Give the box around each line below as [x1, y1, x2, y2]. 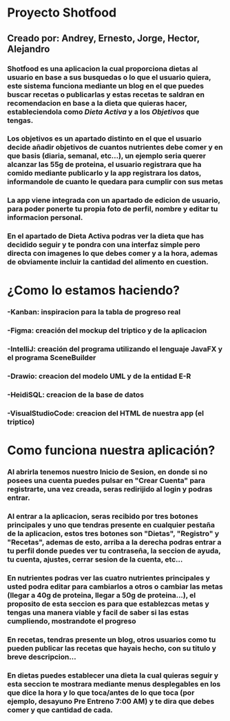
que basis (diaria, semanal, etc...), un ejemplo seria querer [7, 151, 207, 161]
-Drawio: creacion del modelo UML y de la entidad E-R [7, 371, 191, 381]
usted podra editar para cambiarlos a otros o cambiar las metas [7, 582, 223, 591]
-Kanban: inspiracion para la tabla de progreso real [7, 307, 181, 317]
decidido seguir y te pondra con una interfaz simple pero [7, 240, 201, 250]
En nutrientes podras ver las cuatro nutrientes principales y [7, 573, 210, 582]
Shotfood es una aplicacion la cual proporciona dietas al [7, 63, 198, 73]
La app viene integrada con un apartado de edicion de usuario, [7, 195, 220, 205]
